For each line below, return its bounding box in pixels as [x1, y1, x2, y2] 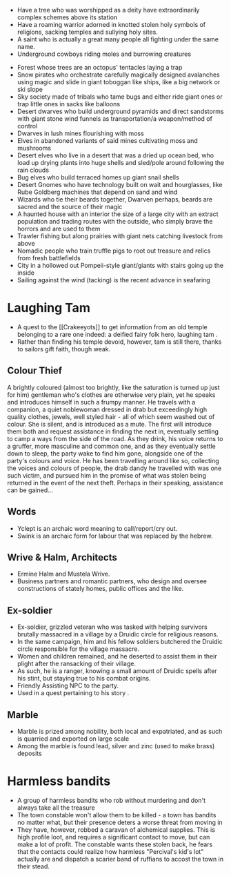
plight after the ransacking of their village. [17, 659, 137, 668]
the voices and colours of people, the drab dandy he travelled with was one [7, 464, 222, 472]
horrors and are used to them [17, 224, 101, 233]
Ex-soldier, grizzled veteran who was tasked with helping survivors [17, 623, 208, 631]
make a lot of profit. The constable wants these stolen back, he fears [17, 840, 213, 848]
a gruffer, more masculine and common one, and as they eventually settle [7, 442, 216, 450]
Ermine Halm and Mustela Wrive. [17, 570, 110, 578]
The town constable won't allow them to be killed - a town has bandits [17, 810, 217, 819]
